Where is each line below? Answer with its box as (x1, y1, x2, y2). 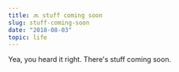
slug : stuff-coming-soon (8, 19, 90, 27)
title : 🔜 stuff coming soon (8, 11, 103, 20)
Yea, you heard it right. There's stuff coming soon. (8, 55, 172, 64)
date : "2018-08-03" (8, 26, 73, 34)
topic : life (8, 33, 47, 41)
